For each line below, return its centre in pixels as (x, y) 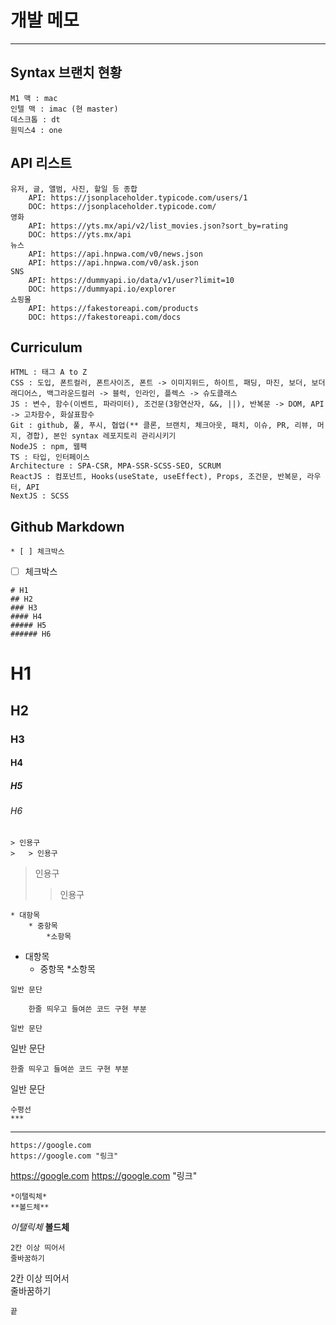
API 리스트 (41, 163)
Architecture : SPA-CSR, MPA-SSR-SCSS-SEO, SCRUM (116, 466)
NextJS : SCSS (40, 496)
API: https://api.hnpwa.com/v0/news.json (115, 254)
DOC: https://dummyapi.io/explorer (102, 289)
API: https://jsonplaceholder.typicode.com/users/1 (138, 197)
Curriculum (46, 347)
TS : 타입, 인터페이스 (50, 457)
